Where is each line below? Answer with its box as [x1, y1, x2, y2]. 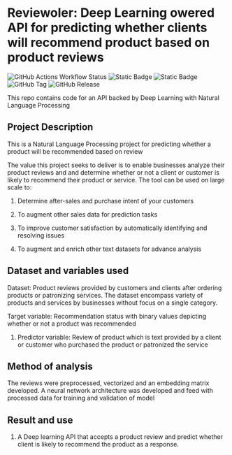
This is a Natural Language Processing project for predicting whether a [7, 140, 212, 148]
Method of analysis [7, 360, 93, 372]
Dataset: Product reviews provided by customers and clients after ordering [7, 283, 222, 291]
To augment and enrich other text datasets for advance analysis [17, 245, 202, 253]
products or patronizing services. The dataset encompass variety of [7, 291, 203, 299]
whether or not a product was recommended [7, 319, 136, 328]
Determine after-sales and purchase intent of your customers [17, 196, 194, 205]
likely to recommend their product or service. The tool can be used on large [7, 175, 225, 184]
